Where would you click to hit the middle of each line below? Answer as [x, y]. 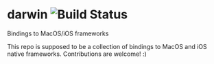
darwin [27, 15]
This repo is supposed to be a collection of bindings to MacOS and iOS [107, 46]
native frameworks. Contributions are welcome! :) [77, 54]
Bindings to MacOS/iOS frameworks [58, 33]
